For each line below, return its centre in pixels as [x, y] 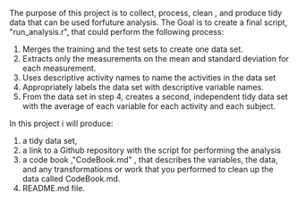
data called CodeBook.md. [71, 179]
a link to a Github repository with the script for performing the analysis [152, 150]
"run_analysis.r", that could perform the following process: [117, 32]
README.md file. [54, 188]
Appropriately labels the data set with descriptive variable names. [143, 87]
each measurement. [59, 68]
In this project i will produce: [61, 123]
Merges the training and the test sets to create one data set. [132, 49]
